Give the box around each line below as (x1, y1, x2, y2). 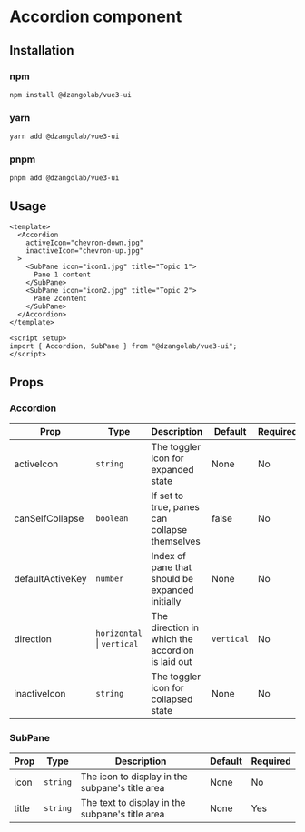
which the (151, 632, 193, 645)
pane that (151, 561, 192, 574)
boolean (95, 513, 129, 524)
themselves (151, 535, 202, 547)
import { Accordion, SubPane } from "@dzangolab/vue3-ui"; (9, 342, 238, 351)
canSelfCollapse (14, 512, 84, 525)
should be (151, 572, 193, 585)
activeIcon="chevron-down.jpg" (25, 238, 144, 247)
